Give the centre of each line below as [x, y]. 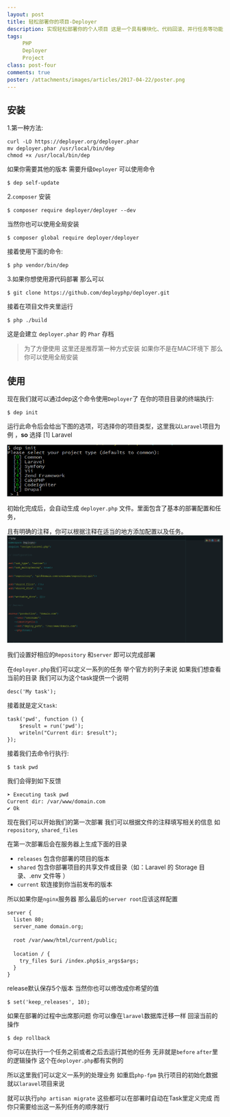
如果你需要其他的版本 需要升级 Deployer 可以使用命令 [81, 169]
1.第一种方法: [25, 128]
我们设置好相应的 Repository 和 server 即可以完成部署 [81, 654]
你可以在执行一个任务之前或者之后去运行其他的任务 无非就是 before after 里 [113, 1052]
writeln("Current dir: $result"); [68, 733]
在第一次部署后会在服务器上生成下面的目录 [67, 844]
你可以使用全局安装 [51, 357]
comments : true [29, 72]
